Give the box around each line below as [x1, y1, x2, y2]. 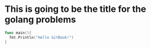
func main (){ [4, 30, 32, 35]
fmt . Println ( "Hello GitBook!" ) [9, 35, 74, 40]
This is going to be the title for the [4, 3, 147, 15]
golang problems [4, 14, 76, 25]
